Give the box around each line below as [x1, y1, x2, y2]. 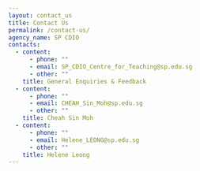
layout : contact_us [8, 11, 73, 20]
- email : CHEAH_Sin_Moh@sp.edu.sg [28, 99, 144, 107]
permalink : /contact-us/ [8, 26, 90, 34]
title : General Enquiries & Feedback [22, 77, 147, 85]
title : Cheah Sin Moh [22, 114, 93, 122]
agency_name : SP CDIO [8, 33, 80, 42]
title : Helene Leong [22, 151, 90, 158]
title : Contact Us [8, 19, 69, 27]
